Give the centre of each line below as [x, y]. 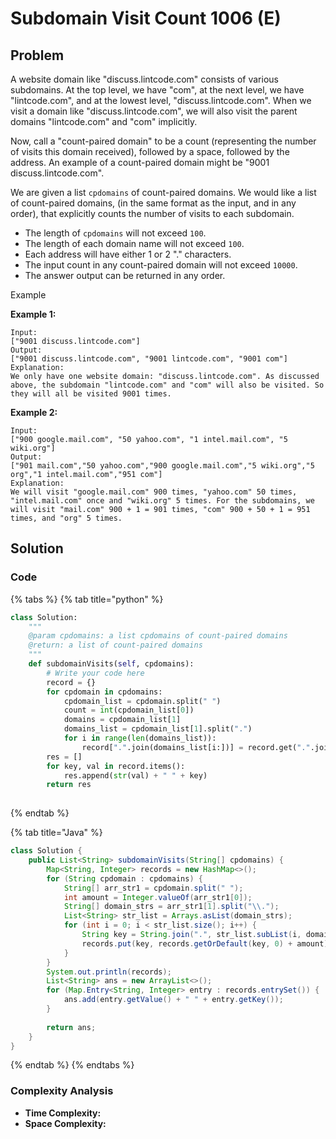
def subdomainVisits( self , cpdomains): [111, 664]
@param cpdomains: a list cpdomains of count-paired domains [158, 636]
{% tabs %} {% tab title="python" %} [87, 599]
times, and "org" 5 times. [66, 518]
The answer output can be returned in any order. [125, 275]
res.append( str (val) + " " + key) [135, 775]
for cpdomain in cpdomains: [104, 692]
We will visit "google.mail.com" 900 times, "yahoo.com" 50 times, [154, 492]
